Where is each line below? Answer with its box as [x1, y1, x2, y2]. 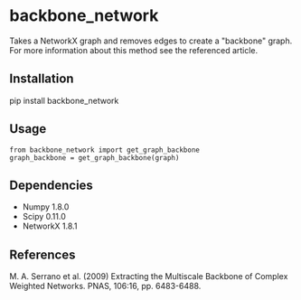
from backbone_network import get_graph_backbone [9, 145, 201, 155]
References [9, 247, 76, 262]
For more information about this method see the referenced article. [9, 44, 259, 55]
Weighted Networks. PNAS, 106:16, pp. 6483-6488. [9, 281, 202, 292]
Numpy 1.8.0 [22, 202, 70, 212]
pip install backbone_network [9, 95, 119, 106]
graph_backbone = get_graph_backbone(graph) [9, 153, 180, 163]
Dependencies [9, 177, 93, 192]
